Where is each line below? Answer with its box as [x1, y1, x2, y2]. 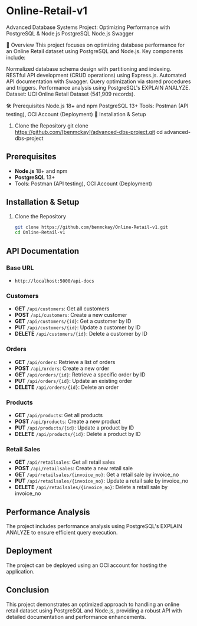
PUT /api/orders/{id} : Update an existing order [14, 377, 133, 384]
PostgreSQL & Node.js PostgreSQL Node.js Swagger [6, 30, 134, 37]
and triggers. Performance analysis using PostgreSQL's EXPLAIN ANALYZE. [6, 84, 191, 91]
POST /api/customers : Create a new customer [14, 312, 127, 319]
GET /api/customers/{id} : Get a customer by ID [14, 317, 132, 325]
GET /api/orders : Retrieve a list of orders [14, 358, 116, 365]
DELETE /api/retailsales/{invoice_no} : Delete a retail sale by [14, 484, 168, 491]
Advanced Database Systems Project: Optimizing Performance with [6, 24, 170, 31]
